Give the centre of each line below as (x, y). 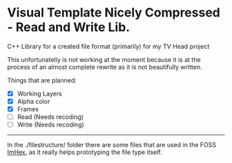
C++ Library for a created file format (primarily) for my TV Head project (108, 46)
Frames (28, 109)
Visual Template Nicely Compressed (114, 13)
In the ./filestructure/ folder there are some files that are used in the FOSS (112, 145)
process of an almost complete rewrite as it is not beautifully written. (105, 67)
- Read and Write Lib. (69, 27)
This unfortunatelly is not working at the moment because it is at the (104, 59)
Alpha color (33, 101)
